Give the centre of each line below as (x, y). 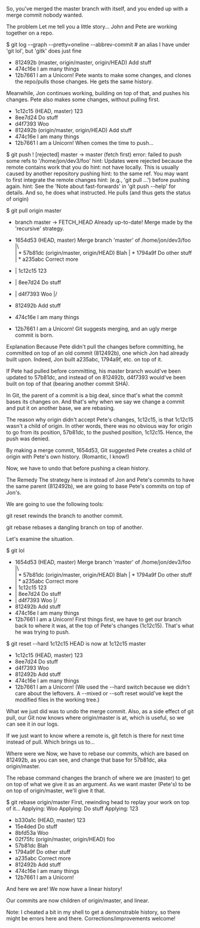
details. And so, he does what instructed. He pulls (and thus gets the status (99, 193)
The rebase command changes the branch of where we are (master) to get (98, 778)
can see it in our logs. (33, 724)
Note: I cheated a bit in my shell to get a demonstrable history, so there (93, 912)
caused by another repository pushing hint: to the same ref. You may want (97, 174)
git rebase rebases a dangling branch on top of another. (75, 527)
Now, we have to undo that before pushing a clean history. (78, 468)
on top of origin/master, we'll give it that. (56, 790)
